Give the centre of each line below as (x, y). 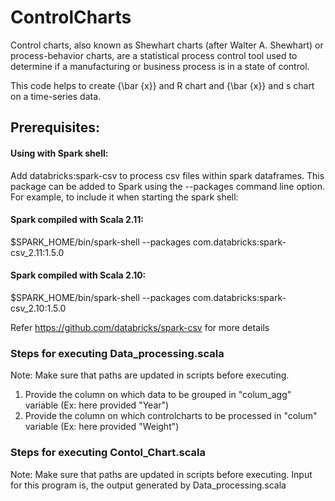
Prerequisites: (55, 127)
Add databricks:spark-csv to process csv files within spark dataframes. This (167, 175)
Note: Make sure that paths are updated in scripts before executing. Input (161, 474)
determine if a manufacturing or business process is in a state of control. (160, 66)
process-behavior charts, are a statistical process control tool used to (154, 55)
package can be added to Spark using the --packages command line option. (168, 186)
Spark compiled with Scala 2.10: (78, 275)
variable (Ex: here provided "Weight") (102, 427)
